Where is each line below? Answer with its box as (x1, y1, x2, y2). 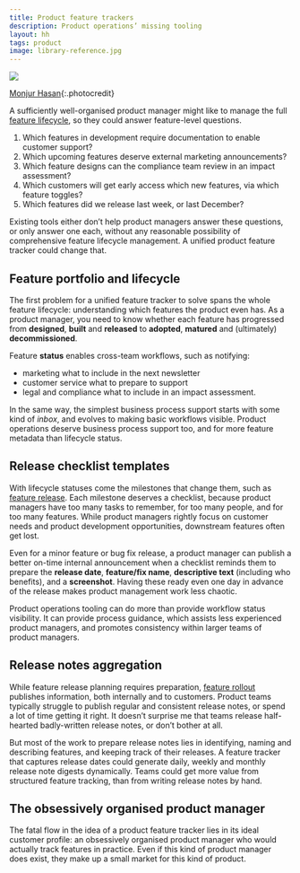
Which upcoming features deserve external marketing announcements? (21, 152, 287, 162)
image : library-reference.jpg (9, 47, 123, 56)
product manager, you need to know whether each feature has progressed (9, 313, 285, 324)
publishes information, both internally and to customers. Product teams (9, 691, 271, 702)
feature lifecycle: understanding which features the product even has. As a (9, 304, 285, 315)
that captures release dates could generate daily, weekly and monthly (9, 755, 266, 767)
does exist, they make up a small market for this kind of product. (9, 853, 246, 864)
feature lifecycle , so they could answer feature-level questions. (9, 115, 242, 126)
